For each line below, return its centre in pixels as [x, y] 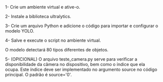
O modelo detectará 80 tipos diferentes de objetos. [57, 50]
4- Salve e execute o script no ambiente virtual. [53, 40]
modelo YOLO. [20, 31]
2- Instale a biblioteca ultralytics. [38, 16]
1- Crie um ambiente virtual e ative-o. [43, 7]
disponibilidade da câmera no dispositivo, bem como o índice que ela [75, 64]
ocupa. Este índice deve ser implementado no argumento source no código [81, 69]
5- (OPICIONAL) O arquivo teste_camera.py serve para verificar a [71, 59]
